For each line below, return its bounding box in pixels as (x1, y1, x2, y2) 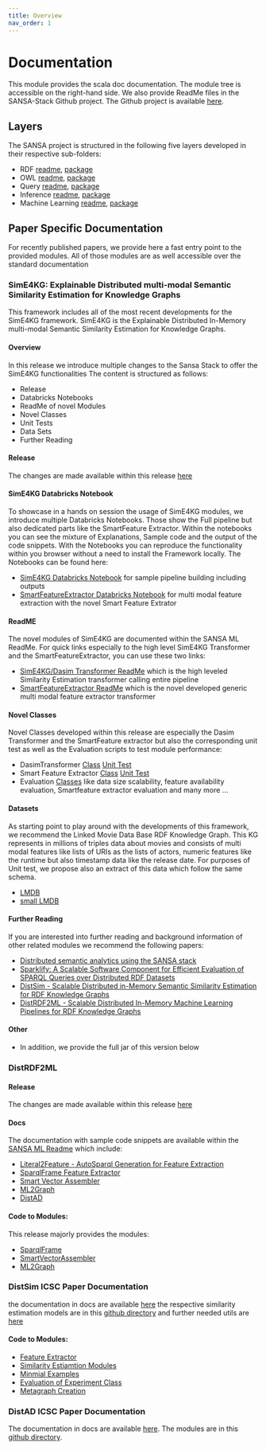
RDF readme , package (19, 165, 94, 174)
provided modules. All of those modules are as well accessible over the (8, 251, 241, 261)
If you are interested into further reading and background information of (8, 932, 243, 941)
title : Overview (8, 11, 62, 20)
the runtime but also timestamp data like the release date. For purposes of (8, 855, 250, 864)
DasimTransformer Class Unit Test (19, 760, 133, 770)
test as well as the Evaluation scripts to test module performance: (8, 745, 222, 754)
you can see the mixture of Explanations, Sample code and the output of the (8, 532, 258, 541)
